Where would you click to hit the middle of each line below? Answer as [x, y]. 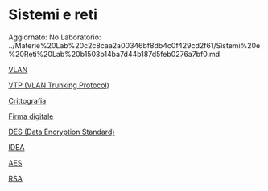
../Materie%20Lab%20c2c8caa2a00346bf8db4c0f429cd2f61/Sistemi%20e [134, 45]
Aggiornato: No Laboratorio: [55, 37]
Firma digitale [31, 116]
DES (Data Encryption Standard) [62, 132]
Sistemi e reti [53, 15]
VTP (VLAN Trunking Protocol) [59, 85]
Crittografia [27, 100]
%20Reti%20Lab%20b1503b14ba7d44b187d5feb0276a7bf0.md [114, 54]
